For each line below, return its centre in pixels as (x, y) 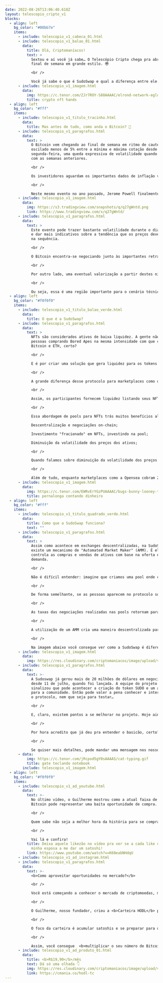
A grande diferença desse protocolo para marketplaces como (93, 381)
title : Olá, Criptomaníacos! (56, 50)
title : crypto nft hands (52, 100)
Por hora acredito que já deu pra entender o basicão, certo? (95, 732)
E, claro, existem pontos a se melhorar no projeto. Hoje (91, 715)
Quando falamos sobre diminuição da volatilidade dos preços (94, 460)
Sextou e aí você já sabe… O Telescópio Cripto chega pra (91, 59)
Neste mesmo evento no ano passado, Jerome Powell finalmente (95, 194)
